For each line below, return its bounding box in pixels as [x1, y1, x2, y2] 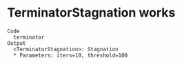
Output [7, 39, 26, 46]
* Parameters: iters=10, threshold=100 [13, 52, 128, 59]
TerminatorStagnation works [7, 5, 176, 21]
